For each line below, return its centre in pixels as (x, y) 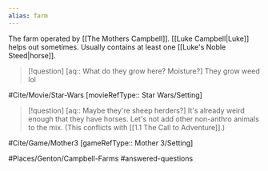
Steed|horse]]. (32, 55)
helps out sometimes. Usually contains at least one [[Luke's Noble (117, 47)
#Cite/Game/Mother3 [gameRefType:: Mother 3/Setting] (101, 143)
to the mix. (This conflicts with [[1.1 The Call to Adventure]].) (126, 127)
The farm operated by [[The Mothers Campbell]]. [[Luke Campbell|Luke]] (129, 38)
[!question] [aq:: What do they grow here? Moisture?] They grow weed (144, 71)
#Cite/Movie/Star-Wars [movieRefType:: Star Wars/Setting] (105, 95)
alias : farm (28, 16)
